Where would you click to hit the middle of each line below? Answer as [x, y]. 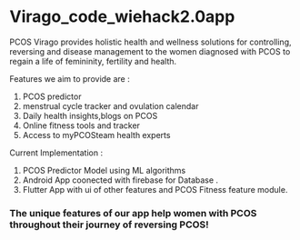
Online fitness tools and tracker [81, 125]
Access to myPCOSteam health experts [96, 135]
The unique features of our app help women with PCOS [133, 213]
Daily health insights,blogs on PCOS [90, 115]
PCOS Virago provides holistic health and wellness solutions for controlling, [150, 42]
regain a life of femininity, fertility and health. [93, 61]
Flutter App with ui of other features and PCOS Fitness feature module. [155, 189]
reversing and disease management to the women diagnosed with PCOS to [150, 51]
